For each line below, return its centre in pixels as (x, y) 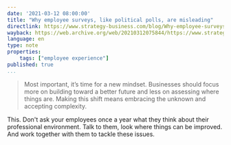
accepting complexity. (55, 106)
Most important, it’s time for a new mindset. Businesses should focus (121, 84)
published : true (30, 65)
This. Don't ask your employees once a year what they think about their (108, 119)
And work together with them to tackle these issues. (81, 134)
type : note (23, 45)
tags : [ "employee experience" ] (64, 58)
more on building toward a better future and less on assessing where (121, 91)
